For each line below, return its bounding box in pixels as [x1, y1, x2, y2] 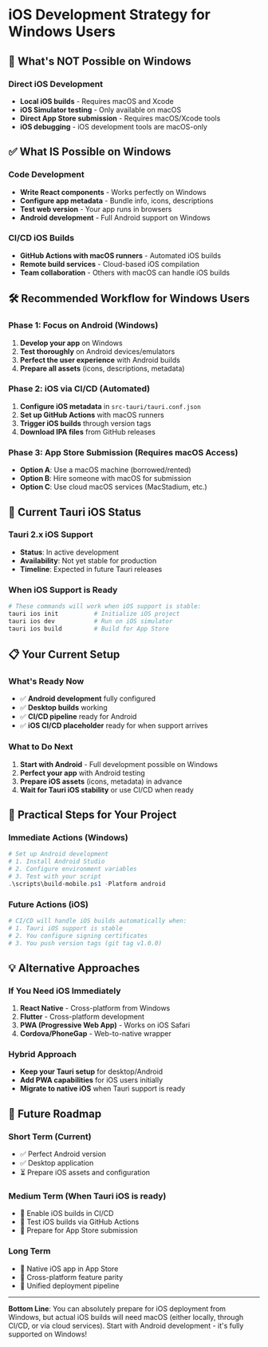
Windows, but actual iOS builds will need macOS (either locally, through [8, 1312, 244, 1321]
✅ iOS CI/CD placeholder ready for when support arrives [19, 721, 209, 730]
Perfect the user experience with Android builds [19, 355, 181, 364]
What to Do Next [8, 741, 73, 753]
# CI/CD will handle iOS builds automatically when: [8, 916, 187, 924]
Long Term [8, 1246, 51, 1257]
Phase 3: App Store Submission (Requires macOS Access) [8, 447, 238, 458]
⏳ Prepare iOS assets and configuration [19, 1168, 150, 1178]
